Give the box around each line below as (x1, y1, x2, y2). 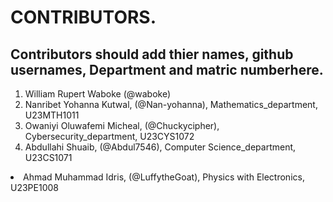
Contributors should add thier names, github (10, 46, 294, 63)
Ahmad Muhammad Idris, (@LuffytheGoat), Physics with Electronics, (23, 171, 305, 183)
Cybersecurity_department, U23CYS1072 (24, 131, 195, 142)
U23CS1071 (24, 152, 73, 163)
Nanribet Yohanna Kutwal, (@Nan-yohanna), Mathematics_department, (24, 99, 318, 110)
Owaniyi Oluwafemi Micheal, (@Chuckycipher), (24, 120, 220, 131)
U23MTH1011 (24, 109, 80, 121)
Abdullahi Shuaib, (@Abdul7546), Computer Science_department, (24, 141, 297, 153)
